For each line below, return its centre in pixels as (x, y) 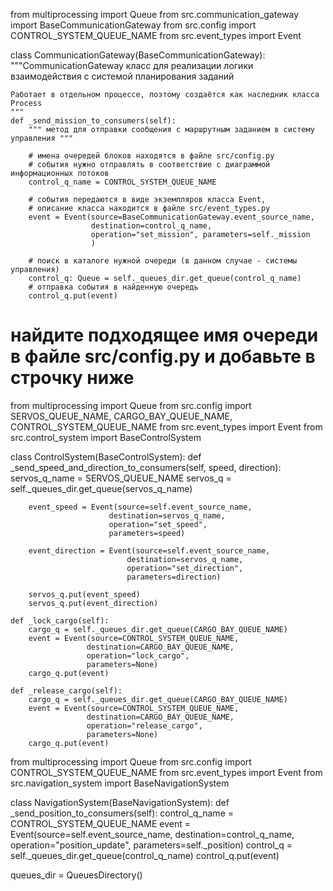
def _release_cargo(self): (66, 690)
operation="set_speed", (158, 524)
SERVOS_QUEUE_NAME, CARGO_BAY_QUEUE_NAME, (121, 416)
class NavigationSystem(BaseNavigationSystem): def (120, 802)
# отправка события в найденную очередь (113, 287)
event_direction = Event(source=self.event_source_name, (149, 550)
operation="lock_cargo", (138, 655)
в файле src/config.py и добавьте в (163, 356)
